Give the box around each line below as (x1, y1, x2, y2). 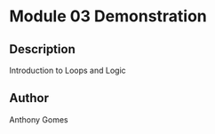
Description (9, 42, 76, 57)
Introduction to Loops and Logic (9, 65, 126, 75)
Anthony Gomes (9, 114, 68, 125)
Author (9, 91, 49, 106)
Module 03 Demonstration (9, 6, 207, 27)
